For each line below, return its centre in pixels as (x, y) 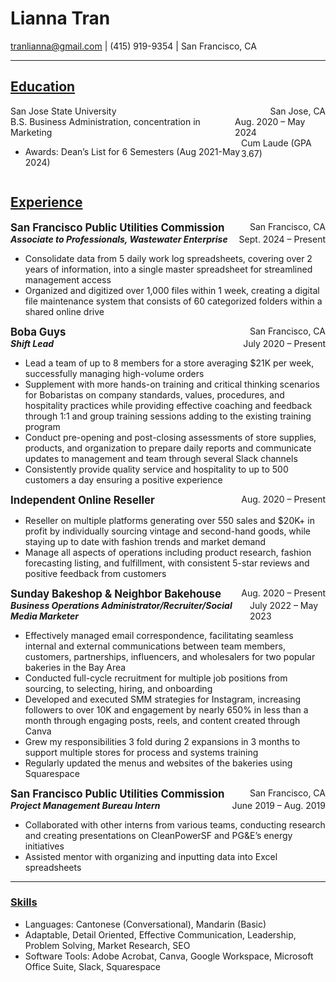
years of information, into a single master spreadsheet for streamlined (168, 269)
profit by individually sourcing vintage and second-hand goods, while (168, 531)
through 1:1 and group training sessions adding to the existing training (168, 416)
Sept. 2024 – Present (282, 239)
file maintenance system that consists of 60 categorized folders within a (173, 301)
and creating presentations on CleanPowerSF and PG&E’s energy (158, 835)
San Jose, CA (297, 111)
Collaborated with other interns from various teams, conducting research (175, 824)
